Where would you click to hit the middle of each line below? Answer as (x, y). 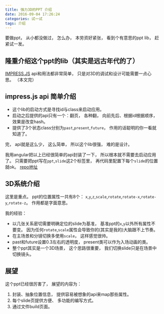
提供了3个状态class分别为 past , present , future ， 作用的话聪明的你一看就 (84, 127)
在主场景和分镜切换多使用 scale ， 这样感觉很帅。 (61, 236)
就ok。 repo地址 (22, 167)
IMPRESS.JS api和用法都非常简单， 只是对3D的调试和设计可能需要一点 (76, 73)
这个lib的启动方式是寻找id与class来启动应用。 (58, 109)
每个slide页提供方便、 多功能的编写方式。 (54, 300)
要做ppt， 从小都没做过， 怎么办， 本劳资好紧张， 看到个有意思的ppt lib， (79, 38)
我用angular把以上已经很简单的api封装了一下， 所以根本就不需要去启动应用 (81, 154)
